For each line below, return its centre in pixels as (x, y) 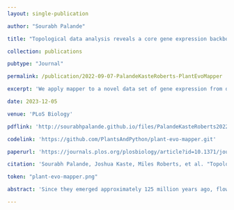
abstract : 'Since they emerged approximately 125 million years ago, (110, 189)
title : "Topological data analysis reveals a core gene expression (107, 39)
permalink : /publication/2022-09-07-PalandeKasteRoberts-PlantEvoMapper (115, 76)
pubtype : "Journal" (36, 64)
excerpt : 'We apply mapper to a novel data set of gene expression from (115, 89)
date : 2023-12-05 (32, 102)
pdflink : (20, 127)
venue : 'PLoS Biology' (40, 114)
